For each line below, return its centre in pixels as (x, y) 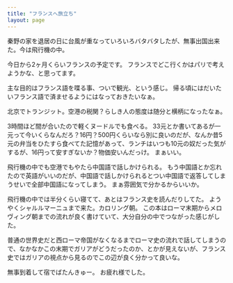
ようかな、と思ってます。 (43, 73)
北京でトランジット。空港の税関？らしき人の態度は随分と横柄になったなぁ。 (117, 111)
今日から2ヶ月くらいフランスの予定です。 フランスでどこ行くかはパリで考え (116, 64)
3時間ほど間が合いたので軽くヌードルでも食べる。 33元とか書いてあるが (111, 126)
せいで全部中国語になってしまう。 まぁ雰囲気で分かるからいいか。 (108, 184)
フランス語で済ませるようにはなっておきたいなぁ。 (86, 96)
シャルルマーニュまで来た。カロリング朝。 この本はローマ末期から (114, 208)
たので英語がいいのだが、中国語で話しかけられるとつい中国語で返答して (111, 175)
